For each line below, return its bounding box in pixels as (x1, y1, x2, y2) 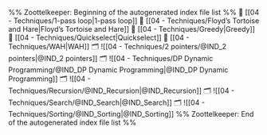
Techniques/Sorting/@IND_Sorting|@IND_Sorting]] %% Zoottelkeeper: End (8, 110, 254, 118)
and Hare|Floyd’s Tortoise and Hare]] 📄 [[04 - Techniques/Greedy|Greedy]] (8, 25, 255, 33)
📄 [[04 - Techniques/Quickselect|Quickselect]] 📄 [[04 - (8, 33, 190, 42)
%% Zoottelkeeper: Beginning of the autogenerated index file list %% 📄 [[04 (8, 8, 260, 17)
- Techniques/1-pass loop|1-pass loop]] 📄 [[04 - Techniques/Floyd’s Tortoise (8, 16, 260, 25)
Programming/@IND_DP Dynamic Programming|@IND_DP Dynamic (8, 65, 229, 75)
